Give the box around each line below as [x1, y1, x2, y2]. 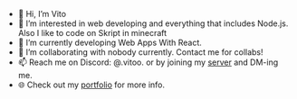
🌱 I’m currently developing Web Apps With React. [17, 37, 202, 48]
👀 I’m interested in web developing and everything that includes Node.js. [17, 18, 289, 29]
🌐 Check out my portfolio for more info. [17, 79, 166, 90]
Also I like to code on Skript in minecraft [17, 28, 168, 38]
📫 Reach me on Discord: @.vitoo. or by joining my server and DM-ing [17, 57, 279, 67]
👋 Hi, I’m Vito [17, 9, 66, 19]
